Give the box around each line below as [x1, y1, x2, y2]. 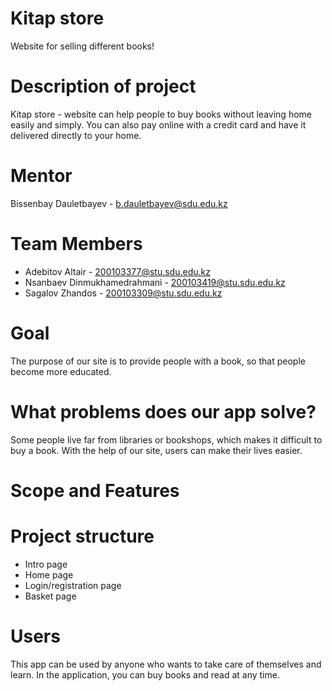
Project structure [10, 525, 155, 547]
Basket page [24, 590, 77, 602]
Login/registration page [24, 579, 122, 591]
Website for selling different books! [10, 40, 155, 52]
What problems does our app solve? [10, 400, 317, 423]
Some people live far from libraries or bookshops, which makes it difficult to [10, 433, 323, 446]
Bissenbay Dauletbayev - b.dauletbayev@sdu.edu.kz [10, 197, 228, 209]
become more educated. [10, 365, 112, 377]
